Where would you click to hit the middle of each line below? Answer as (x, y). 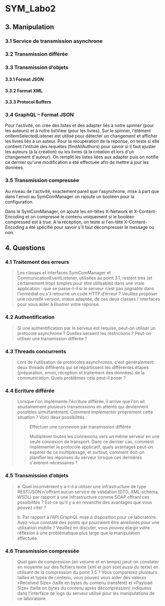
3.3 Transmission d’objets (37, 67)
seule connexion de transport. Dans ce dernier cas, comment (92, 442)
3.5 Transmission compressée (42, 180)
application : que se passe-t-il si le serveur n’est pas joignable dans (85, 289)
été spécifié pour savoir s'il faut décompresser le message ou (91, 227)
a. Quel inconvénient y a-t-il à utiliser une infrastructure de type (82, 486)
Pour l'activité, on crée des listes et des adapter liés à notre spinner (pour (80, 126)
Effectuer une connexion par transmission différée (80, 427)
